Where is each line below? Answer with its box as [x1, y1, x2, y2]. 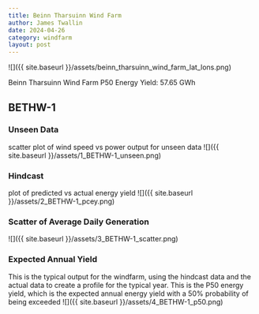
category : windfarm [8, 33, 73, 42]
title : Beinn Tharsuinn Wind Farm [8, 11, 122, 20]
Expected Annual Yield [8, 254, 97, 265]
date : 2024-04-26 [8, 26, 66, 34]
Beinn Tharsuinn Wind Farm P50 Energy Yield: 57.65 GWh [8, 78, 196, 88]
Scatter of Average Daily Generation [8, 216, 150, 227]
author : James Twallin [8, 19, 83, 27]
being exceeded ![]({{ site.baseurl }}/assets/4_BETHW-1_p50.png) [8, 297, 223, 306]
